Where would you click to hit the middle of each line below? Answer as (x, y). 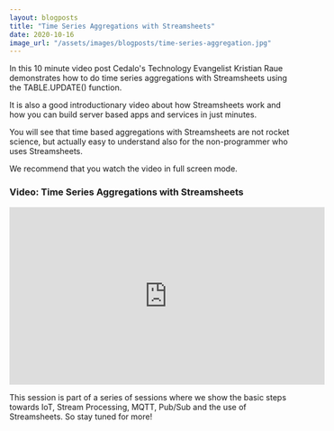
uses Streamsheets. (46, 151)
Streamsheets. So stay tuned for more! (81, 417)
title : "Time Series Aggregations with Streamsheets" (113, 26)
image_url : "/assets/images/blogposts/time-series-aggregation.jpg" (140, 43)
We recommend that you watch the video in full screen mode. (124, 169)
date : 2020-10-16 (42, 34)
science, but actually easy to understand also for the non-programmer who (149, 142)
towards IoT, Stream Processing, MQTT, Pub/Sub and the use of (128, 407)
